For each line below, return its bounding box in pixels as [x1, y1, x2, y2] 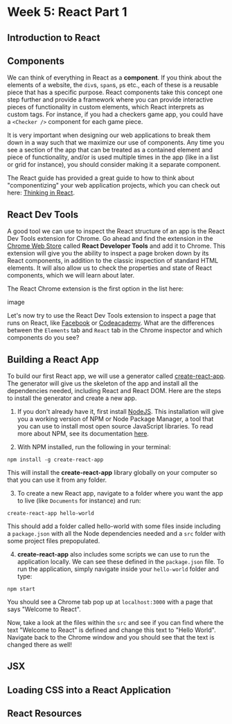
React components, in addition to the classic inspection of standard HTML [7, 257, 219, 265]
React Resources [7, 707, 82, 720]
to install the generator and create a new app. [7, 394, 137, 402]
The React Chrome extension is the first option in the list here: [7, 284, 184, 293]
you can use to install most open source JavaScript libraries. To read [17, 422, 213, 431]
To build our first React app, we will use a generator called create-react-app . [7, 372, 226, 381]
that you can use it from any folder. [7, 476, 107, 485]
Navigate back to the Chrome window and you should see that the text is [7, 633, 215, 642]
